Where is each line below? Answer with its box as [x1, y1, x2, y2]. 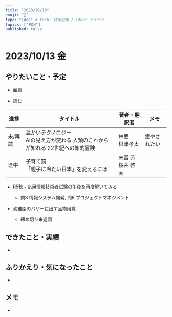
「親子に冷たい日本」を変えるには [25, 165, 107, 173]
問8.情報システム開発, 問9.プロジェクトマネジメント [20, 195, 130, 201]
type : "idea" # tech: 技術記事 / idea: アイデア [5, 17, 105, 22]
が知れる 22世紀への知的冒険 [25, 144, 96, 152]
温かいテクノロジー [25, 129, 72, 136]
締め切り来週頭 [20, 216, 52, 222]
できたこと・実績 [5, 233, 59, 241]
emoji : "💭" [5, 12, 29, 17]
